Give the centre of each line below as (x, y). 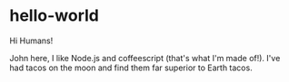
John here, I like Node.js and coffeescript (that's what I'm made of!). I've (145, 58)
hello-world (55, 16)
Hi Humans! (31, 41)
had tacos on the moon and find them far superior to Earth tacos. (131, 68)
